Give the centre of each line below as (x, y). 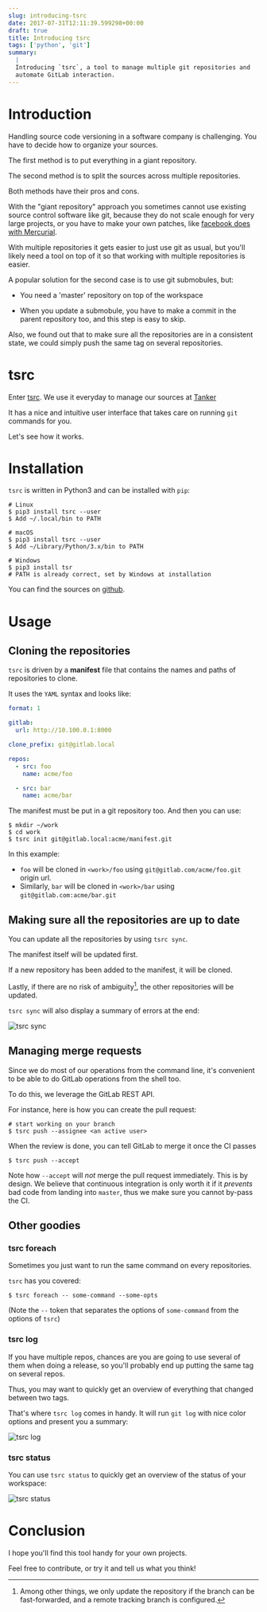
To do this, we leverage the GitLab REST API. (81, 1094)
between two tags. (39, 1397)
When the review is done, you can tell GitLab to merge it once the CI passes (132, 1146)
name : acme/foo (48, 774)
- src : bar (33, 788)
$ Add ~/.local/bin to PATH (55, 519)
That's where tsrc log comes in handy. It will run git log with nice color (127, 1413)
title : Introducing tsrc (49, 38)
